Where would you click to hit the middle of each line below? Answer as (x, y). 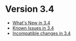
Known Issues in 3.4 (33, 28)
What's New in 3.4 (31, 23)
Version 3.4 (30, 9)
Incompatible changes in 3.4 (41, 33)
